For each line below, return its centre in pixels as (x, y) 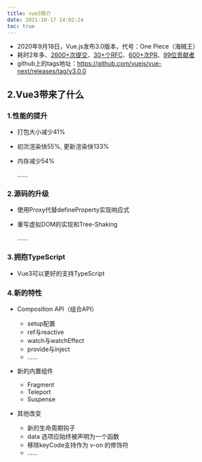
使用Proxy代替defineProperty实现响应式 (73, 210)
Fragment (41, 385)
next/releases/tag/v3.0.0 (52, 71)
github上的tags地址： (47, 64)
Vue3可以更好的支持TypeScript (61, 273)
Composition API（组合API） (57, 309)
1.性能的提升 (27, 116)
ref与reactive (45, 332)
